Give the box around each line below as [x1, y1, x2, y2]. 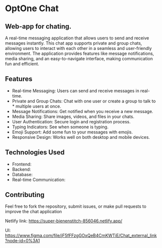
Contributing [5, 191, 45, 199]
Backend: [12, 166, 32, 172]
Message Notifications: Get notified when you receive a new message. [12, 108, 154, 114]
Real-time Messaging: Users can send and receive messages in [12, 88, 140, 94]
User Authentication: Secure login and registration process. [12, 118, 131, 124]
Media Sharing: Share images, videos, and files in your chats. [12, 114, 134, 119]
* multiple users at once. [12, 103, 62, 109]
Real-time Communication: [12, 177, 65, 182]
